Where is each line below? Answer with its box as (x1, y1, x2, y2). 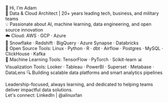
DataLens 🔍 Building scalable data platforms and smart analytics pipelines (5, 69, 163, 75)
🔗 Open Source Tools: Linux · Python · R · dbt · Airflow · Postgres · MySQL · (5, 45, 163, 51)
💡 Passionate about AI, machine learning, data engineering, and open (5, 21, 152, 27)
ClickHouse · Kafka (5, 51, 46, 57)
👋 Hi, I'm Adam (5, 5, 37, 11)
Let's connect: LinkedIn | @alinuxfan (5, 92, 82, 98)
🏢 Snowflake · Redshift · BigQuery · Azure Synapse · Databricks (5, 40, 139, 46)
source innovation (5, 27, 44, 33)
